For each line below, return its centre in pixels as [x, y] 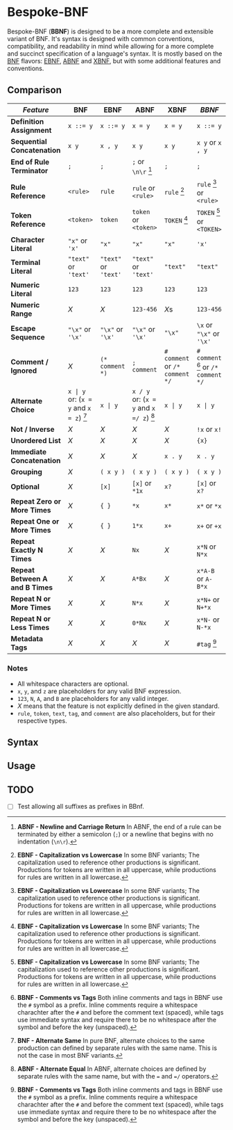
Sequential [29, 141]
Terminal [26, 262]
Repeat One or [35, 522]
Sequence [28, 337]
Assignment [31, 130]
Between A [29, 579]
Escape [23, 328]
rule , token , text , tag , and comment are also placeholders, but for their [116, 713]
